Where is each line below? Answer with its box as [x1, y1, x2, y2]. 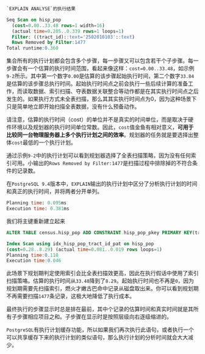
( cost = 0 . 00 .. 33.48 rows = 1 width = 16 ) [12, 22, 105, 29]
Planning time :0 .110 [6, 252, 59, 258]
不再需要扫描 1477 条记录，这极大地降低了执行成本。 [6, 292, 135, 300]
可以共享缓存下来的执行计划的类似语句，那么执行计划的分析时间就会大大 [6, 334, 188, 341]
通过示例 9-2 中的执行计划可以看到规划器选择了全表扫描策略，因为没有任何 [6, 152, 191, 159]
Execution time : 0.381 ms [6, 205, 70, 212]
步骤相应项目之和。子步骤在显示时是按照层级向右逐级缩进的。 [16, 313, 172, 320]
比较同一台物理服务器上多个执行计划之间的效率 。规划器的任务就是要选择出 [6, 131, 193, 139]
